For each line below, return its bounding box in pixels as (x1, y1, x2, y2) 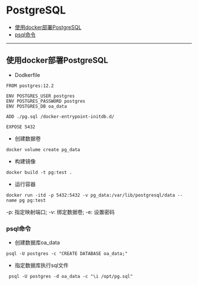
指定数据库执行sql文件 (14, 262, 69, 269)
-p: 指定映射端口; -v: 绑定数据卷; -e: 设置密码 (6, 208, 115, 215)
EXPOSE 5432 (6, 124, 35, 130)
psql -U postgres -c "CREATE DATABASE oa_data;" (6, 251, 128, 257)
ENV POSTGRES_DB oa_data (6, 103, 67, 109)
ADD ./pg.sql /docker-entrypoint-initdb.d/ (6, 113, 115, 119)
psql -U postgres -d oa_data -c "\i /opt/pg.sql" (8, 274, 133, 280)
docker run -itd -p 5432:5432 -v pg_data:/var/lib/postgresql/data (6, 192, 176, 198)
